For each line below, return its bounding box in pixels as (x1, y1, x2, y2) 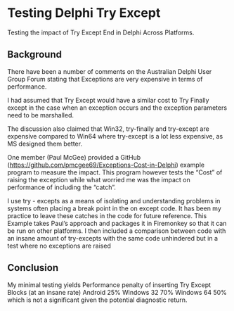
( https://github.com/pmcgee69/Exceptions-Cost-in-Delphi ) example (7, 160, 205, 169)
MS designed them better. (7, 139, 83, 148)
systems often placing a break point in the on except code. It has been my (7, 204, 221, 212)
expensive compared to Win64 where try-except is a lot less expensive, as (7, 132, 223, 140)
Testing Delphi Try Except (7, 5, 161, 21)
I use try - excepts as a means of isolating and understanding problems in (7, 196, 221, 205)
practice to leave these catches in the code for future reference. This (7, 211, 207, 220)
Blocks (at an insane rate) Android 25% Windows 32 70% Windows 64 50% (7, 288, 227, 296)
